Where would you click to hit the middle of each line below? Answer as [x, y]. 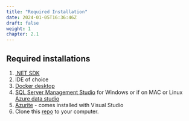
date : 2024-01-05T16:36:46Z [42, 17]
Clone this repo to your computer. [57, 111]
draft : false [23, 23]
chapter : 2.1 [23, 34]
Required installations [48, 59]
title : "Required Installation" [47, 12]
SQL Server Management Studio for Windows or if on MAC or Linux [99, 92]
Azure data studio [37, 98]
